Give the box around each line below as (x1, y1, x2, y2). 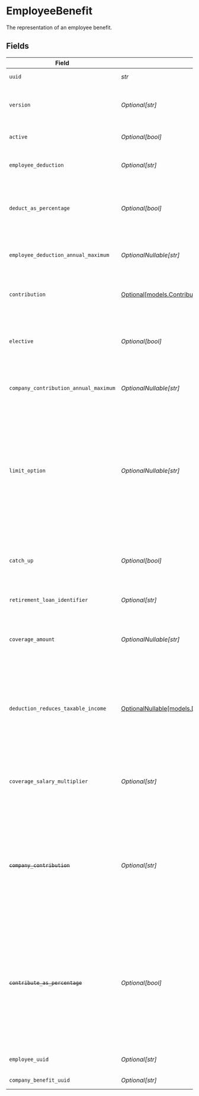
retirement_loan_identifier (9, 596, 88, 603)
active (9, 133, 28, 140)
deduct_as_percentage (9, 205, 70, 212)
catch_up (9, 557, 34, 564)
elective (9, 338, 34, 344)
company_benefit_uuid (9, 1076, 70, 1084)
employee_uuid (9, 1056, 49, 1063)
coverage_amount (9, 636, 55, 643)
